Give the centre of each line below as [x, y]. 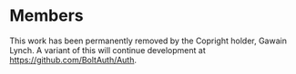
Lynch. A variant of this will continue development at [108, 50]
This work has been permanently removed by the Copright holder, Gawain [148, 41]
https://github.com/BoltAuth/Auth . [73, 60]
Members [46, 16]
